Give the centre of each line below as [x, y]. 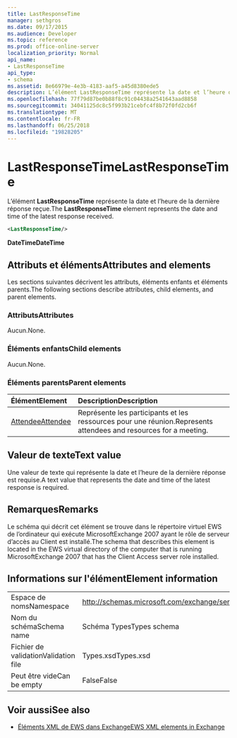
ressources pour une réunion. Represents [145, 421]
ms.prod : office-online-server [53, 47]
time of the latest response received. [61, 217]
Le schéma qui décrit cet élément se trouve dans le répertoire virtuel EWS [115, 526]
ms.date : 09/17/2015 [38, 27]
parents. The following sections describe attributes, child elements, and [110, 289]
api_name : [22, 60]
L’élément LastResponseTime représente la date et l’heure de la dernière [114, 201]
